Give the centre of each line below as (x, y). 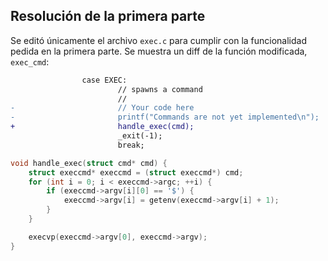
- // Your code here (102, 108)
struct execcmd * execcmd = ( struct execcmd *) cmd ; (136, 172)
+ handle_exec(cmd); (102, 127)
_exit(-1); (140, 136)
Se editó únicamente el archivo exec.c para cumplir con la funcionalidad (159, 40)
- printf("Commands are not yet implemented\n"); (165, 117)
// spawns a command (160, 89)
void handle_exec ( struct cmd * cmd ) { (89, 163)
